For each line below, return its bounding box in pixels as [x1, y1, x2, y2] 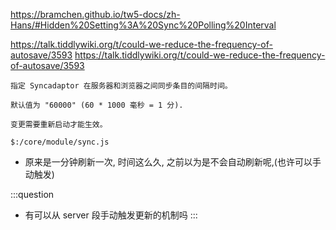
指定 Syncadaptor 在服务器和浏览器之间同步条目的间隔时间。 [10, 81, 233, 91]
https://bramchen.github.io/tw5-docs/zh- [10, 9, 181, 20]
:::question [10, 189, 55, 200]
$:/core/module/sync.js [10, 137, 110, 147]
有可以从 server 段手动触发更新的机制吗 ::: [24, 209, 198, 221]
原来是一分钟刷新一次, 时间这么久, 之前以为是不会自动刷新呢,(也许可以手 [24, 156, 322, 168]
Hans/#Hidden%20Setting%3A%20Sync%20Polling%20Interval [10, 19, 277, 31]
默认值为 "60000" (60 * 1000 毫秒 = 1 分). [10, 100, 184, 110]
